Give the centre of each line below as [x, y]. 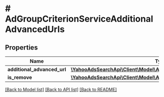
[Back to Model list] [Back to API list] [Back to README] [61, 89]
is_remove [20, 77]
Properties [21, 47]
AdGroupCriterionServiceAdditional [79, 19]
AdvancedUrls [35, 29]
